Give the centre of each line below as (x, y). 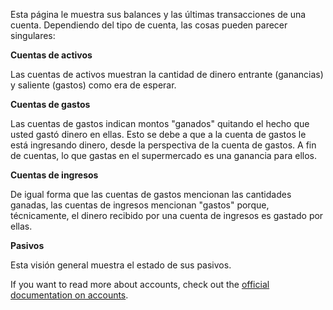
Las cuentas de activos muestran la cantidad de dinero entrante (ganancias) (167, 74)
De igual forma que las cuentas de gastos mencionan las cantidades (151, 194)
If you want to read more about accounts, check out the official (140, 284)
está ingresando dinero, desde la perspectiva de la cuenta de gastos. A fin (163, 145)
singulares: (33, 35)
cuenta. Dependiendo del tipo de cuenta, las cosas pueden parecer (149, 25)
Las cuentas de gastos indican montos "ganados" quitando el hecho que (160, 123)
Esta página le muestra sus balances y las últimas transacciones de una (158, 14)
